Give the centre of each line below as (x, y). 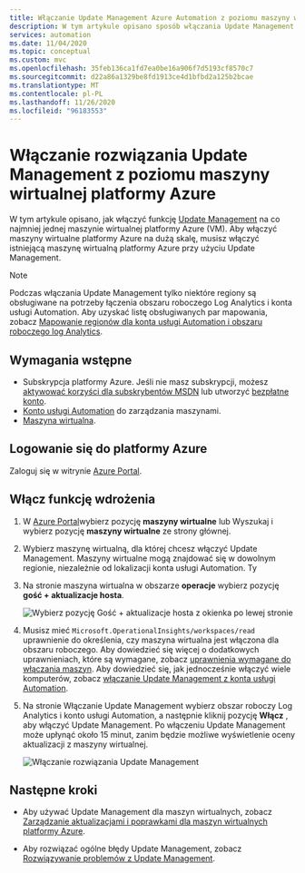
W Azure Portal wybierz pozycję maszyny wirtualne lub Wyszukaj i (148, 521)
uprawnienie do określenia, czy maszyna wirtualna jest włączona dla (151, 640)
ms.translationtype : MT (54, 85)
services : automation (50, 34)
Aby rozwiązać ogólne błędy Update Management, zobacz (132, 848)
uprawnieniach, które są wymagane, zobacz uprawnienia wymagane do (157, 659)
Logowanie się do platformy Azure (108, 449)
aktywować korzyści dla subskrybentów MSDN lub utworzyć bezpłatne (156, 392)
